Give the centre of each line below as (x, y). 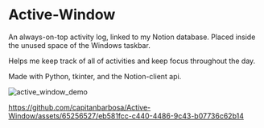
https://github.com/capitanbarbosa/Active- (80, 107)
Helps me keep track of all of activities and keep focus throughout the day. (132, 61)
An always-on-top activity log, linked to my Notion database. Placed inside (132, 37)
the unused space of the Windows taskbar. (79, 45)
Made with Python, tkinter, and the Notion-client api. (95, 76)
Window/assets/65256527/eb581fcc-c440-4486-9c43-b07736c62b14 (126, 116)
